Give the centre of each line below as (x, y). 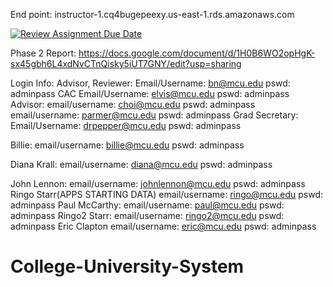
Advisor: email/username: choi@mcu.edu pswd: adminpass (133, 104)
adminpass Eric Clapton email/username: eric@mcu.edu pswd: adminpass (163, 226)
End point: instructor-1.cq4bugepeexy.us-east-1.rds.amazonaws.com (152, 14)
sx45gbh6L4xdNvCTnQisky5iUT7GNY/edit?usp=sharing (126, 63)
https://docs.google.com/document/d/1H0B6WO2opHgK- (197, 53)
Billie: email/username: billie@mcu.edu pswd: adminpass (127, 145)
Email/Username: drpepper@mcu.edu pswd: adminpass (126, 125)
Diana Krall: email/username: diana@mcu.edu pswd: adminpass (141, 164)
